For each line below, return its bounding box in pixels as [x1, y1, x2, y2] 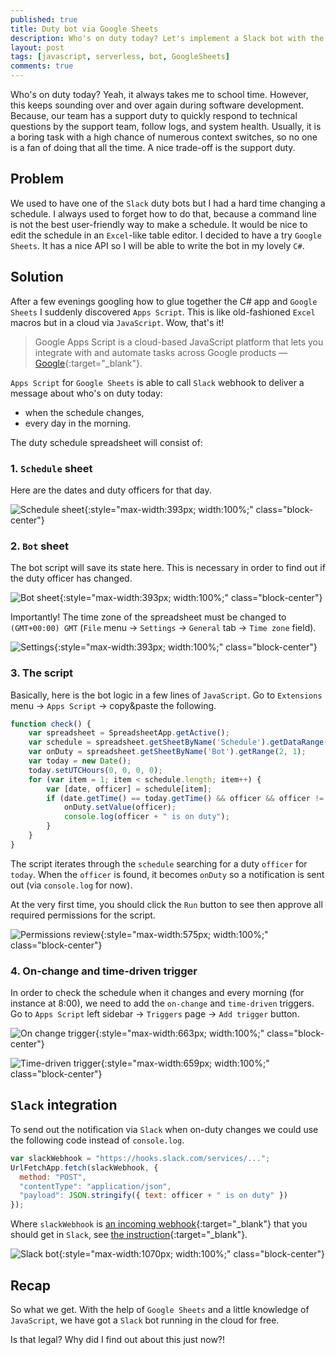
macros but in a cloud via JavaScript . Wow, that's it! [10, 316, 225, 328]
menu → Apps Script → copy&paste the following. [10, 699, 217, 711]
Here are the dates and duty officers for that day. [10, 484, 212, 496]
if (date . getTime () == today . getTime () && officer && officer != [46, 793, 325, 803]
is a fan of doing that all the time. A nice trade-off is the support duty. [10, 142, 296, 153]
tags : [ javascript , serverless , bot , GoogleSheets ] [10, 52, 230, 62]
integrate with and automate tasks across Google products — [34, 346, 288, 358]
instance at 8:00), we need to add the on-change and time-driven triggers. [10, 997, 315, 1010]
